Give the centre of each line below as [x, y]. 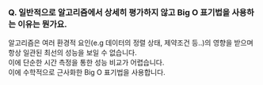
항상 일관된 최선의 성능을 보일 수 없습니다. [72, 53]
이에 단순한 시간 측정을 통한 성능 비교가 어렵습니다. [86, 63]
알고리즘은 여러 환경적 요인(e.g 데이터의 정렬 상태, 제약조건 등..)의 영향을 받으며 [131, 43]
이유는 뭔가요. [42, 24]
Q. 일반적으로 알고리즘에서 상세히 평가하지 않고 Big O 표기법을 [119, 12]
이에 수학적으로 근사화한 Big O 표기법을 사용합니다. [87, 72]
